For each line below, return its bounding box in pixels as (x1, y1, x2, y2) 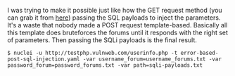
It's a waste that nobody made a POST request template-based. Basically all (7, 21, 228, 29)
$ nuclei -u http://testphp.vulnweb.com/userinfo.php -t (7, 49, 178, 56)
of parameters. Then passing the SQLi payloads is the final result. (7, 36, 197, 44)
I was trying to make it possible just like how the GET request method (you (7, 6, 223, 14)
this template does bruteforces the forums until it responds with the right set (7, 28, 229, 37)
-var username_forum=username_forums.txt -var (82, 56, 222, 63)
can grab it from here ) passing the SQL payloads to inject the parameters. (7, 13, 221, 22)
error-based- (180, 49, 219, 56)
